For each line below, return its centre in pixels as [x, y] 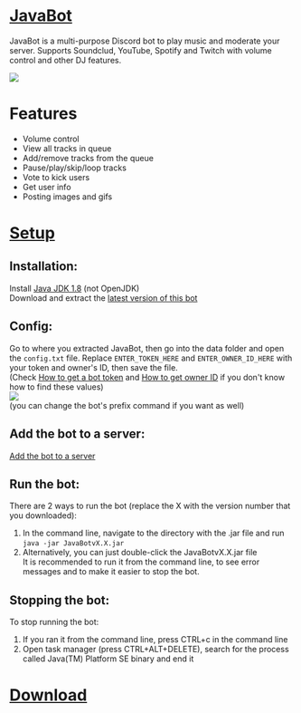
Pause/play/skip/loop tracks [74, 168]
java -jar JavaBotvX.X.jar [73, 544]
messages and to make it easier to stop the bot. [111, 572]
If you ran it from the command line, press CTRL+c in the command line [155, 640]
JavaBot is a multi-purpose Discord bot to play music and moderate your [145, 41]
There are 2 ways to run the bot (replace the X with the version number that [150, 506]
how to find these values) [56, 387]
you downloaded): [43, 515]
